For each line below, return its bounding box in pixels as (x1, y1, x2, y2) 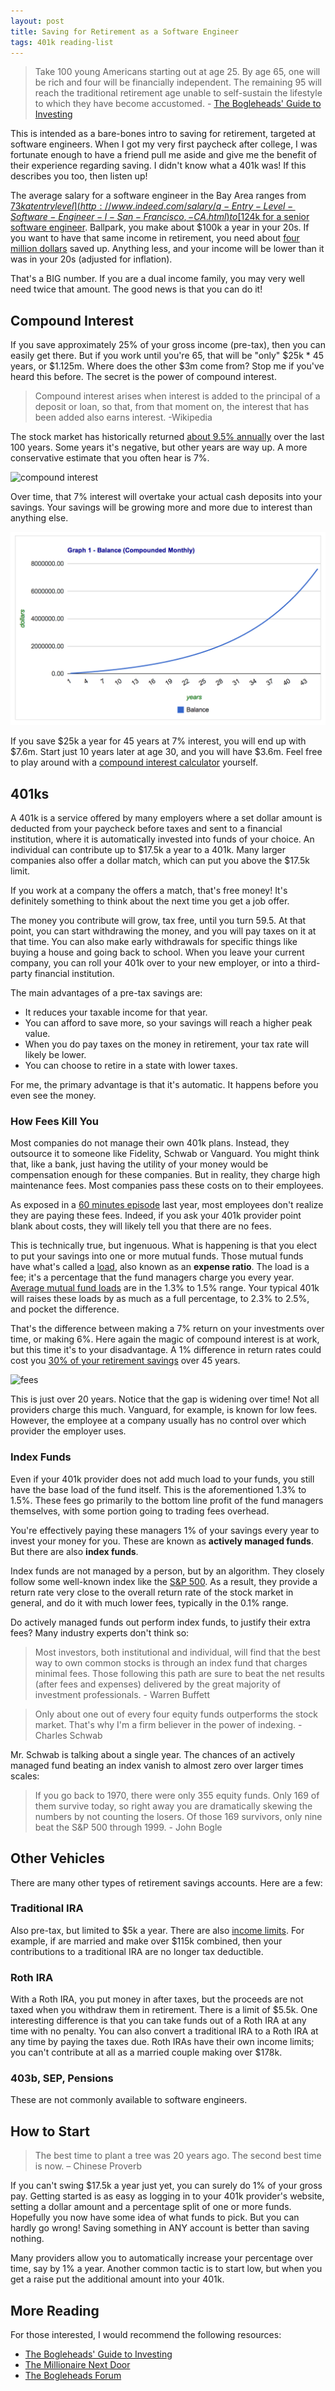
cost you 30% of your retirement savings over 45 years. (10, 1355, 241, 1367)
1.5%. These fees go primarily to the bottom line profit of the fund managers (10, 1494, 324, 1506)
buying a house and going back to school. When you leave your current (10, 946, 305, 959)
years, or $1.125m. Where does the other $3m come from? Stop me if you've (10, 360, 325, 372)
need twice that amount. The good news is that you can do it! (10, 283, 263, 295)
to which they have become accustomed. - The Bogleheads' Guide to (34, 98, 322, 110)
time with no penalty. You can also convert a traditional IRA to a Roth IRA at (10, 2025, 319, 2037)
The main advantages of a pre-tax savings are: (10, 987, 203, 999)
